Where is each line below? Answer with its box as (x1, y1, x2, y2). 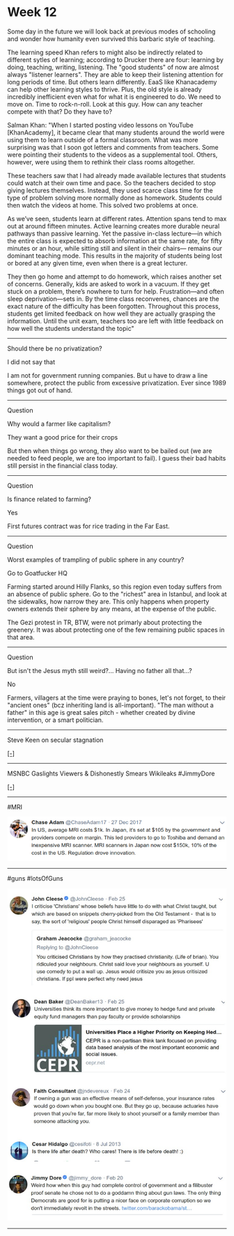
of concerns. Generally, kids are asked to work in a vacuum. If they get (7, 279, 210, 288)
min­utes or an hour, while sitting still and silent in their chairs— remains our (7, 244, 223, 252)
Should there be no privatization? (7, 344, 102, 353)
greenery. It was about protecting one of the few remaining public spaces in (7, 625, 225, 634)
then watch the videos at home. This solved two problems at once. (7, 201, 198, 209)
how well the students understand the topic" (7, 324, 134, 332)
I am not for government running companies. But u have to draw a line (7, 371, 208, 380)
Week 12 (7, 4, 57, 20)
